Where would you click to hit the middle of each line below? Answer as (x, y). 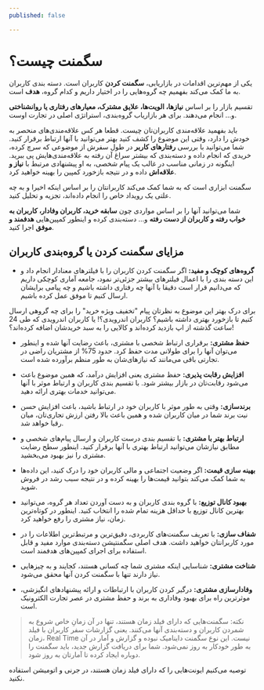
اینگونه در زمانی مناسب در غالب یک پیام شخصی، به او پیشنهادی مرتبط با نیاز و (122, 163)
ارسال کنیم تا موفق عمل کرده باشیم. (74, 296)
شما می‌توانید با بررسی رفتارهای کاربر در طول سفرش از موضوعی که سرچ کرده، (127, 147)
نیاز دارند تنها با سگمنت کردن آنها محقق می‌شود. (90, 575)
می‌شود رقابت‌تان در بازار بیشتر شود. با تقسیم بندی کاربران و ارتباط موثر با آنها (134, 383)
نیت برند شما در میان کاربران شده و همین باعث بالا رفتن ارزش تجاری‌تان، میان (134, 415)
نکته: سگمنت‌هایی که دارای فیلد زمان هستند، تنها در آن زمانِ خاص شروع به (136, 622)
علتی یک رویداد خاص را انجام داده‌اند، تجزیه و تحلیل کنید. (90, 195)
